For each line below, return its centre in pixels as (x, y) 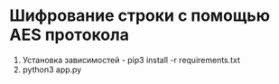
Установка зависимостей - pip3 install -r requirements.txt (131, 60)
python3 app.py (52, 70)
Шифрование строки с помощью (140, 16)
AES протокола (69, 35)
